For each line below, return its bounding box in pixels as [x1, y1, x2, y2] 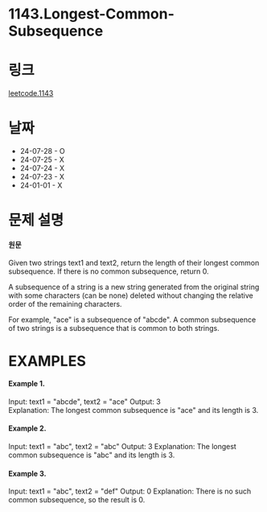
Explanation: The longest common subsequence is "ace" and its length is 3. [8, 405, 259, 415]
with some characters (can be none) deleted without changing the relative [8, 291, 253, 300]
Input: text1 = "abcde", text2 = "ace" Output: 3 [8, 396, 161, 407]
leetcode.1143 [8, 89, 54, 98]
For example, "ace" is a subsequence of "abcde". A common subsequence [8, 315, 257, 324]
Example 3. [8, 469, 47, 478]
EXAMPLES [8, 352, 86, 370]
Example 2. [8, 423, 47, 433]
